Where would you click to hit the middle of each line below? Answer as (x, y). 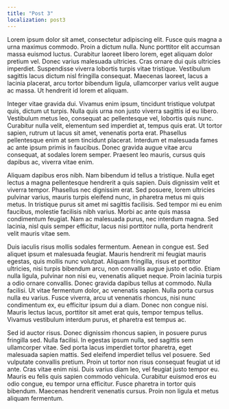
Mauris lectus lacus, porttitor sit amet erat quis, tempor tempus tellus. (105, 312)
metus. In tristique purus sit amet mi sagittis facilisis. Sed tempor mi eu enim (114, 204)
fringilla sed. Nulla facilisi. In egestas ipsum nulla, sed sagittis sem (100, 340)
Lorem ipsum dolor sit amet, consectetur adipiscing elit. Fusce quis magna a (115, 39)
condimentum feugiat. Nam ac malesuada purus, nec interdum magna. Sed (113, 219)
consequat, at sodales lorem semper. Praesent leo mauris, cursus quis (106, 154)
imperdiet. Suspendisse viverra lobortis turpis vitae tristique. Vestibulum (109, 69)
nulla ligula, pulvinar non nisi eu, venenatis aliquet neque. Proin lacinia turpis (115, 275)
